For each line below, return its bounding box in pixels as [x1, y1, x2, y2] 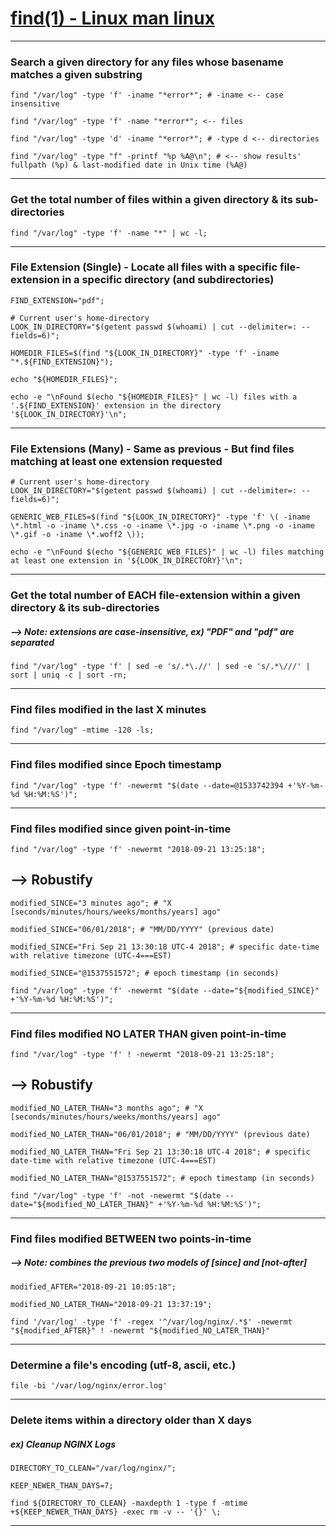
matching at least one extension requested [10, 454, 223, 468]
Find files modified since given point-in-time [10, 822, 232, 836]
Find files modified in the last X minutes [10, 702, 207, 716]
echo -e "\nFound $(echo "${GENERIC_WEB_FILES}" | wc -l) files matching [10, 547, 325, 557]
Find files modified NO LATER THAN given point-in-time [10, 1027, 287, 1041]
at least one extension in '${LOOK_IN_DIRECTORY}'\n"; [10, 556, 244, 566]
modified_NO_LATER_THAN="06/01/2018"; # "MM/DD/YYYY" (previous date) [10, 1129, 311, 1139]
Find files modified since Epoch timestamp [10, 758, 222, 772]
